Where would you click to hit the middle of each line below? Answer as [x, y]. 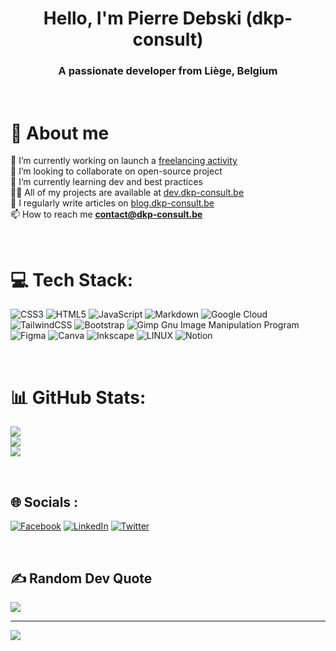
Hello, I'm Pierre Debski [142, 18]
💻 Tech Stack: [72, 279]
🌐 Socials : [44, 502]
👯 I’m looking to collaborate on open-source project [116, 171]
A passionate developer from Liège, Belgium [168, 71]
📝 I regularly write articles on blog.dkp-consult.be [112, 203]
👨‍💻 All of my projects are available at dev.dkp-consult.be [127, 193]
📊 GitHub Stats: [78, 397]
